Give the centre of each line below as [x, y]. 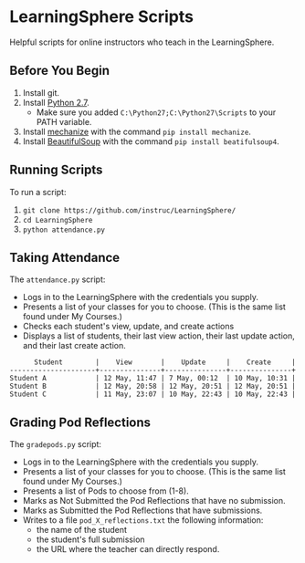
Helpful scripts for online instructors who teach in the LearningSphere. [142, 42]
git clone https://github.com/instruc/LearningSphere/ [129, 210]
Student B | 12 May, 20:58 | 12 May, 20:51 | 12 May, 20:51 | [153, 386]
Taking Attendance [65, 257]
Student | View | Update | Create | [165, 362]
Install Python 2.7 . [56, 102]
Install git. [41, 92]
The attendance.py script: [58, 279]
